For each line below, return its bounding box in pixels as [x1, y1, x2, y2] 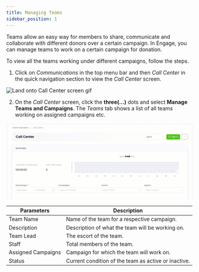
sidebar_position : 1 [6, 16, 58, 22]
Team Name [8, 215, 39, 223]
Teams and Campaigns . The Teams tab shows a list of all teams [14, 104, 173, 112]
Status [8, 257, 25, 264]
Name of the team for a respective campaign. [66, 215, 177, 223]
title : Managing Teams [6, 10, 63, 16]
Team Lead [8, 232, 36, 239]
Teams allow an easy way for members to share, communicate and [6, 33, 171, 40]
